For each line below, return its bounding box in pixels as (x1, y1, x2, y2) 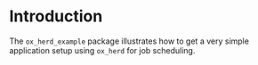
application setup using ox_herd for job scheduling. (9, 45, 196, 55)
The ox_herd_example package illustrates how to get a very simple (9, 36, 249, 46)
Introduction (9, 6, 103, 27)
